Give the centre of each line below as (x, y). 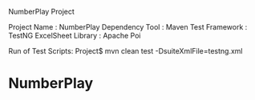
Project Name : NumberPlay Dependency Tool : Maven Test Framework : (128, 27)
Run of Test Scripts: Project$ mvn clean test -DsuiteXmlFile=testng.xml (125, 51)
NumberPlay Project (41, 12)
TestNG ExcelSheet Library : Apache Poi (75, 36)
